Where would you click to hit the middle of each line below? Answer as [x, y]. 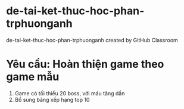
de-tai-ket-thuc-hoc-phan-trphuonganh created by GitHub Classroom [92, 40]
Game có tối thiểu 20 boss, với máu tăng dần [70, 93]
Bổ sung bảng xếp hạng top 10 [52, 99]
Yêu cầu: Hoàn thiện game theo [85, 64]
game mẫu [33, 77]
